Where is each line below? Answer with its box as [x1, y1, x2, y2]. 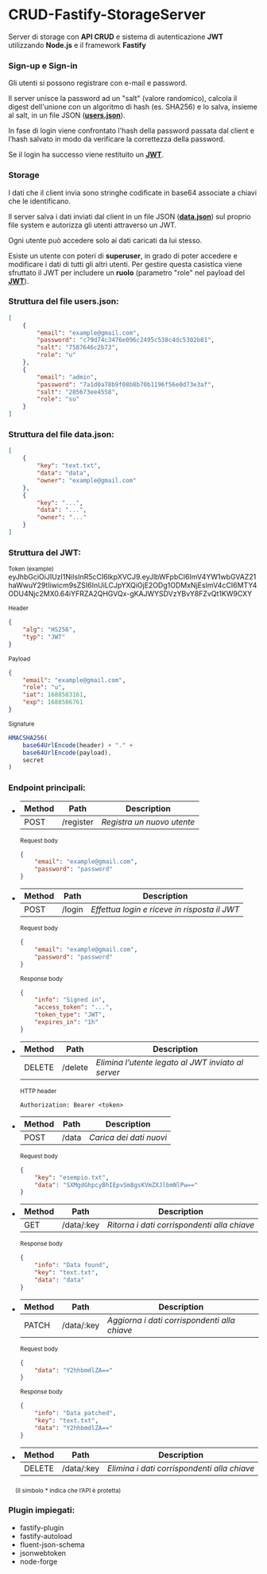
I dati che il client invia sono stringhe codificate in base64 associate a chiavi [8, 188, 257, 197]
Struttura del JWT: [8, 547, 81, 558]
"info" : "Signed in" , [34, 996, 106, 1004]
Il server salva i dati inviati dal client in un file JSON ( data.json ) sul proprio [8, 211, 252, 221]
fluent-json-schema [19, 1540, 85, 1549]
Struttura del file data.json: [8, 429, 114, 440]
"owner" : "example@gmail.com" [37, 476, 137, 484]
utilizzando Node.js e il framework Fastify [8, 40, 147, 49]
